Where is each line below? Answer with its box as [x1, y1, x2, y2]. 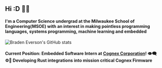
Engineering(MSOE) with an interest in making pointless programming [5, 23, 150, 29]
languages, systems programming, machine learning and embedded [5, 28, 147, 34]
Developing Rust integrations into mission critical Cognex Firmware [13, 57, 153, 63]
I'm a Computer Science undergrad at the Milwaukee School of [5, 18, 135, 24]
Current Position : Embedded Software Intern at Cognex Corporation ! [5, 51, 147, 56]
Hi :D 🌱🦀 [5, 5, 30, 13]
